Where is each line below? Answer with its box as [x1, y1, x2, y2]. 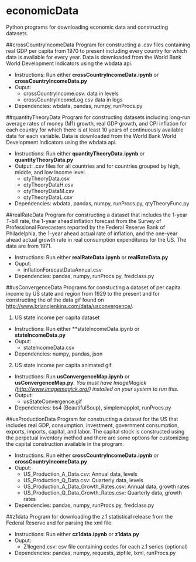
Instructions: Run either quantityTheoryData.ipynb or [14, 150, 145, 157]
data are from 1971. [6, 242, 52, 249]
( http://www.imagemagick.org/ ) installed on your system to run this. [14, 385, 179, 392]
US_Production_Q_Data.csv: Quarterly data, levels [23, 476, 143, 483]
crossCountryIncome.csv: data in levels [23, 90, 119, 97]
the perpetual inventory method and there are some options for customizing [6, 434, 189, 441]
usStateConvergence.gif [23, 398, 82, 405]
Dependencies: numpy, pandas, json [14, 350, 103, 357]
